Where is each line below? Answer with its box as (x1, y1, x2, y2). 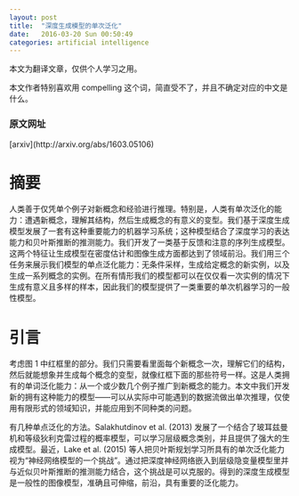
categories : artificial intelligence (9, 37, 149, 47)
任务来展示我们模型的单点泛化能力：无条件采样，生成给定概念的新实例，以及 (9, 259, 290, 270)
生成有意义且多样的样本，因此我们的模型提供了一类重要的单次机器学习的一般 (9, 281, 290, 292)
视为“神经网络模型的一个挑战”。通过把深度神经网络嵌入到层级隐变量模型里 (9, 455, 282, 466)
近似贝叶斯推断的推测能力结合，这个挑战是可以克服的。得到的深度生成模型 (16, 467, 290, 477)
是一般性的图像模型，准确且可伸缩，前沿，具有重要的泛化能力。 (9, 477, 243, 488)
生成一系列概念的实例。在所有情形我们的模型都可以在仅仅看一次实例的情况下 (9, 271, 290, 281)
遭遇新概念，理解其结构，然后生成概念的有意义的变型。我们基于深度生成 (24, 215, 290, 225)
